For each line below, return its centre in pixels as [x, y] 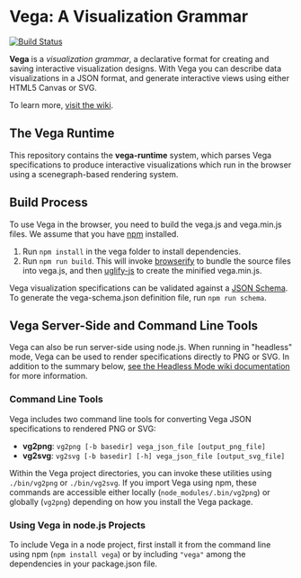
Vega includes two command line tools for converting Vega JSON [130, 419]
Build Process [49, 203]
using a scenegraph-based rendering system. [94, 174]
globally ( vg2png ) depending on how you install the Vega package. [131, 501]
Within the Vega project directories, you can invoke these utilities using [141, 473]
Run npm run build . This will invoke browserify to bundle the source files [157, 261]
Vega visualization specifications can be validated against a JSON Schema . [149, 288]
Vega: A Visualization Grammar [129, 17]
